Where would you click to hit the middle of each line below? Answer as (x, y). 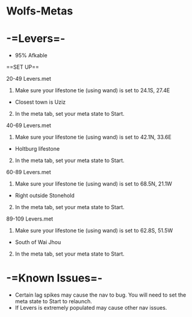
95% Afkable (31, 55)
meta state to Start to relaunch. (53, 301)
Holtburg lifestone (37, 149)
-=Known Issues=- (54, 278)
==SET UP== (23, 67)
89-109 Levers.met (30, 219)
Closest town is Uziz (40, 102)
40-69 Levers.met (29, 125)
